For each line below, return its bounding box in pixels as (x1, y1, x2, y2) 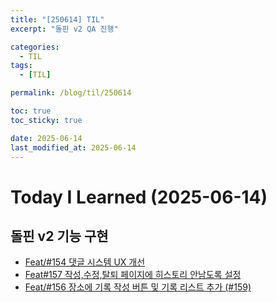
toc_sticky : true (10, 115, 83, 125)
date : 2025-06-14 (10, 133, 83, 143)
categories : (10, 42, 60, 52)
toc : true (10, 106, 52, 116)
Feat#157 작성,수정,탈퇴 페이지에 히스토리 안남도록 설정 (24, 269, 242, 281)
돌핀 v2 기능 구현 (10, 227, 109, 245)
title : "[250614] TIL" (10, 14, 105, 25)
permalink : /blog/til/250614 (10, 88, 132, 98)
